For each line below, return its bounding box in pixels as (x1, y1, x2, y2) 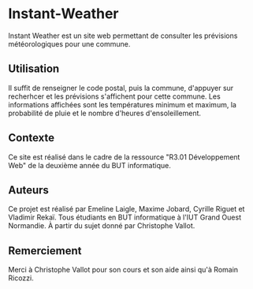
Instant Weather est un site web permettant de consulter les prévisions (8, 31, 238, 40)
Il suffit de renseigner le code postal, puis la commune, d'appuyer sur (8, 83, 234, 92)
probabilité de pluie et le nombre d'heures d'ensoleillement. (8, 108, 202, 118)
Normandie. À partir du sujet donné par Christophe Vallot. (8, 221, 195, 231)
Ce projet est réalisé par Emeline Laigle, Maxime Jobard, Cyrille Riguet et (8, 205, 245, 214)
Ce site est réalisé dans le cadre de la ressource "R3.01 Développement (8, 152, 240, 162)
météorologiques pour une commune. (8, 39, 131, 48)
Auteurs (8, 183, 50, 197)
